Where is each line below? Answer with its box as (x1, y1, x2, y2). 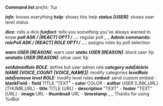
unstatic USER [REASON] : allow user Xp (5, 54, 89, 60)
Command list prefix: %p (5, 4, 57, 10)
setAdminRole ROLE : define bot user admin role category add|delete (5, 64, 149, 70)
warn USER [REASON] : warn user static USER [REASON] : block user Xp (5, 49, 155, 55)
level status (5, 19, 29, 25)
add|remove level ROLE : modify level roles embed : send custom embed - (5, 75, 157, 80)
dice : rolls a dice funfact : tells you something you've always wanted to (5, 29, 151, 34)
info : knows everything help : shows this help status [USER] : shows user (5, 14, 155, 19)
